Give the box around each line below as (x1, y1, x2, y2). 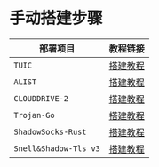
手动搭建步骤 (9, 8, 104, 28)
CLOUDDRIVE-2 (13, 93, 69, 103)
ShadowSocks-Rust (13, 126, 87, 137)
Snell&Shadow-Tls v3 (13, 143, 100, 154)
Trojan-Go (13, 110, 55, 120)
